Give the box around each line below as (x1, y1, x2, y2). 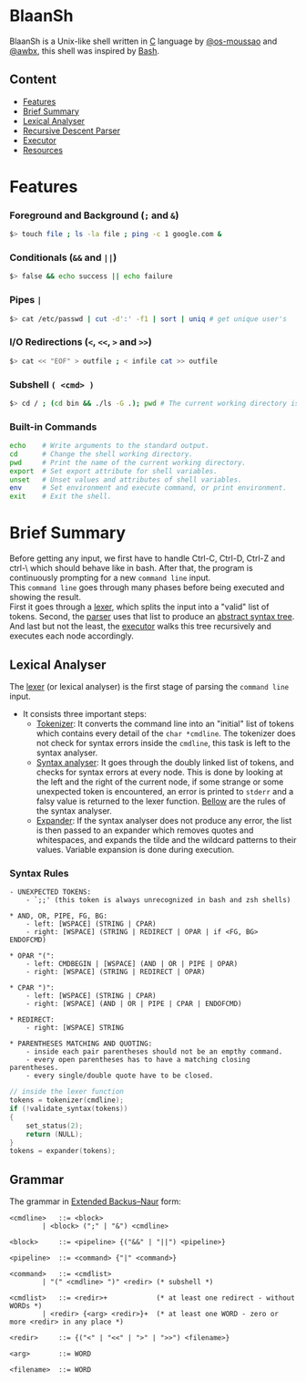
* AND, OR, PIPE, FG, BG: (9, 911, 107, 921)
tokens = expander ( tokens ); (9, 1147, 117, 1156)
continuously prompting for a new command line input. (9, 572, 211, 584)
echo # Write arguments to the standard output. (9, 442, 209, 451)
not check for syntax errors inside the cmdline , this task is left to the (36, 737, 291, 748)
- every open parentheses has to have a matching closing (25, 1055, 250, 1065)
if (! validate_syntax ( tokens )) (9, 1105, 128, 1114)
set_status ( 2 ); (25, 1121, 84, 1130)
